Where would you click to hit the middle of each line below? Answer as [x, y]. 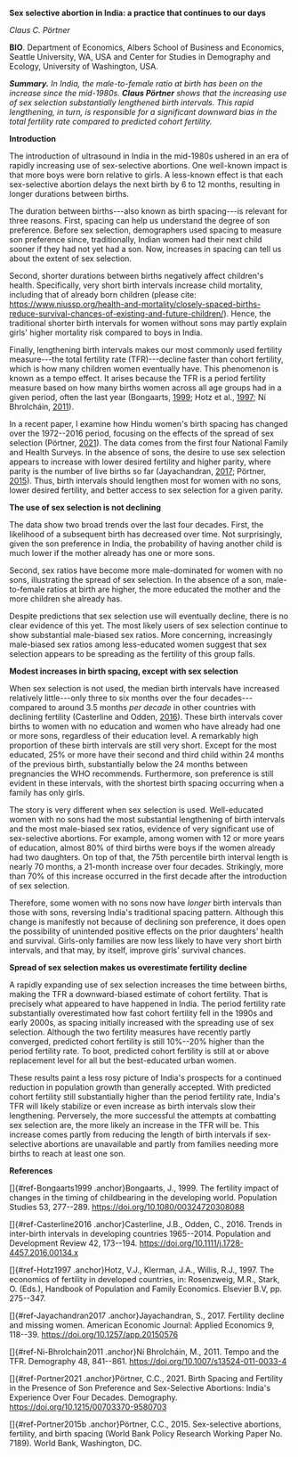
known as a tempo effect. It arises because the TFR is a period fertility [138, 378]
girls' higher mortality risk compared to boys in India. [106, 332]
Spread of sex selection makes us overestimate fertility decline [128, 967]
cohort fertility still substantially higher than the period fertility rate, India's [145, 1097]
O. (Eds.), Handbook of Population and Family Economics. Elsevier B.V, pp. [146, 1289]
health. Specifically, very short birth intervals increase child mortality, [136, 285]
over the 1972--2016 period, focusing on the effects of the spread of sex [141, 433]
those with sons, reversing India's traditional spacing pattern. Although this [147, 912]
